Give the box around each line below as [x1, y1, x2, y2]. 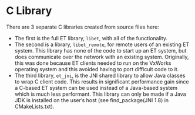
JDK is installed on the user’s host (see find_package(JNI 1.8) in [14, 96, 169, 103]
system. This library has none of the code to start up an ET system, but [14, 47, 187, 54]
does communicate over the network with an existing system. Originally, [14, 53, 189, 60]
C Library [6, 4, 52, 18]
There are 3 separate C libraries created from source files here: [6, 23, 160, 30]
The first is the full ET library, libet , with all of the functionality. [14, 34, 168, 41]
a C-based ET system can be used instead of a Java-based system [14, 84, 178, 91]
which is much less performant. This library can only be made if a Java [14, 90, 186, 97]
